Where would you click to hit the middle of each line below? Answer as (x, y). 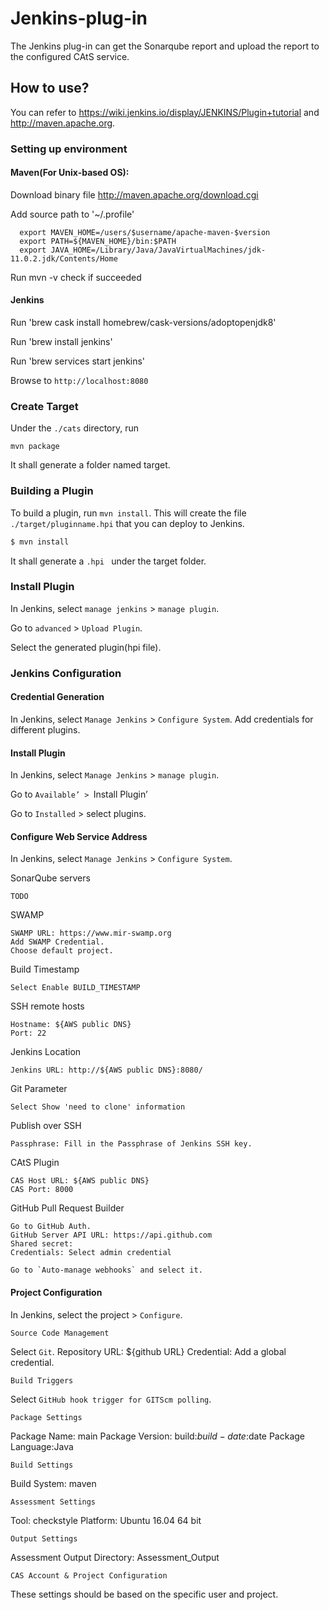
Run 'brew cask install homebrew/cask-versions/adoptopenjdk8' (143, 323)
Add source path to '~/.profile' (72, 214)
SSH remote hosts (47, 1006)
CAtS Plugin (35, 1163)
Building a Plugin (52, 491)
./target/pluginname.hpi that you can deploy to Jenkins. (127, 523)
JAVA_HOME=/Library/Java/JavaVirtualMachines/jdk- (158, 250)
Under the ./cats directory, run (75, 428)
